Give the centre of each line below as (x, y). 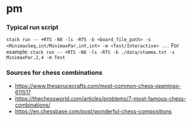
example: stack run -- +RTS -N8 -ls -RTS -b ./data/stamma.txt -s (91, 52)
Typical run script (32, 28)
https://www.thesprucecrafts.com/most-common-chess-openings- (98, 86)
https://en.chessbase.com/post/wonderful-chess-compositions (93, 111)
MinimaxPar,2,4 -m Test (36, 58)
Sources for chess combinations (54, 72)
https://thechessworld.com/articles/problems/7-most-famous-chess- (100, 98)
